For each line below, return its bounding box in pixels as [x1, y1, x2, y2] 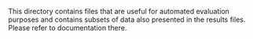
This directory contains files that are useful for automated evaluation [8, 7, 230, 16]
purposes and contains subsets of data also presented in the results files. [8, 15, 246, 24]
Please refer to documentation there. [8, 23, 127, 32]
